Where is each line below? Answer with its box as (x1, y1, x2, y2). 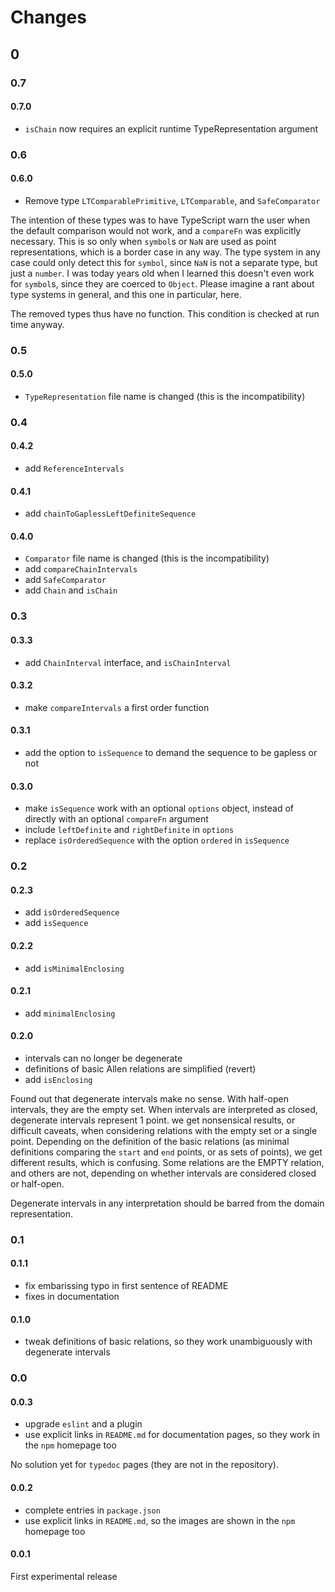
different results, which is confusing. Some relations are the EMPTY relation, (10, 1156, 325, 1168)
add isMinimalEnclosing (24, 962, 125, 974)
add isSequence (24, 917, 89, 929)
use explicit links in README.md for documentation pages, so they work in (24, 1429, 321, 1441)
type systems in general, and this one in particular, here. (10, 288, 242, 300)
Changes (10, 6, 87, 29)
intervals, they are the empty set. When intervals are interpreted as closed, (10, 1103, 318, 1115)
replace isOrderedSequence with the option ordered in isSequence (24, 834, 290, 846)
